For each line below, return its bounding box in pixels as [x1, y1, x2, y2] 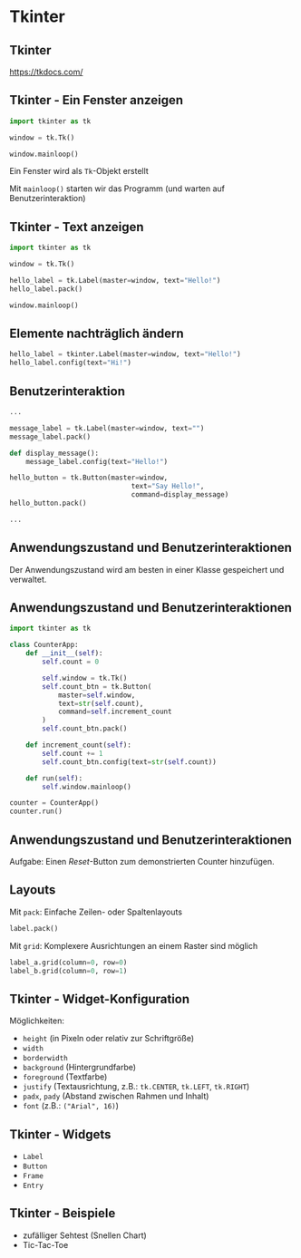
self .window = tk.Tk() [42, 673, 128, 682]
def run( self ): [25, 773, 83, 783]
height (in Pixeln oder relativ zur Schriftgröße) [22, 1033, 195, 1044]
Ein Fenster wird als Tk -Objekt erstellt [9, 166, 150, 177]
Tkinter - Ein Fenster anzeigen [9, 92, 184, 108]
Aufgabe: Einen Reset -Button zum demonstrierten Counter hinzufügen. [9, 856, 275, 866]
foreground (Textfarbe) [22, 1071, 108, 1082]
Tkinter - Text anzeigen [9, 219, 144, 235]
